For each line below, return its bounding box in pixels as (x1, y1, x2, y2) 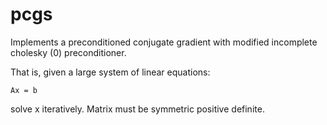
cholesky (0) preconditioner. (10, 46, 127, 58)
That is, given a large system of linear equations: (10, 66, 211, 78)
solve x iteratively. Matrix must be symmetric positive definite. (10, 103, 265, 115)
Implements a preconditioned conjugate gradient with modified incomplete (10, 36, 318, 48)
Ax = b (10, 85, 38, 95)
